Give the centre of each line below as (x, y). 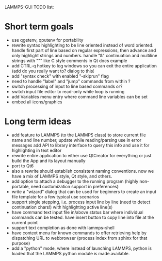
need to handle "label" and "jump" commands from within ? (71, 81)
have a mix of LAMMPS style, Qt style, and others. (62, 176)
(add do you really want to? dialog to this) (53, 71)
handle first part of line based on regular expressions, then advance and (84, 50)
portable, (21, 186)
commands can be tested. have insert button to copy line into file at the (83, 217)
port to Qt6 (23, 166)
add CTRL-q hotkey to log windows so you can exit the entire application (84, 65)
